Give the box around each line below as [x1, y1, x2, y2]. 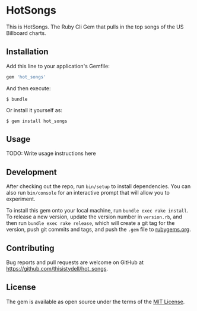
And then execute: [6, 84, 51, 92]
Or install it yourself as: [6, 106, 62, 113]
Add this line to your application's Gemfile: [6, 62, 110, 69]
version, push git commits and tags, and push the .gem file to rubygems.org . [6, 226, 192, 233]
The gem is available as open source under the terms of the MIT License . [6, 298, 185, 305]
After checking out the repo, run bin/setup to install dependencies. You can [6, 183, 191, 190]
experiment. [6, 195, 36, 202]
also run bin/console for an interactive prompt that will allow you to [6, 189, 170, 196]
